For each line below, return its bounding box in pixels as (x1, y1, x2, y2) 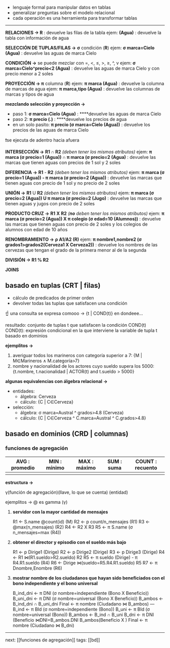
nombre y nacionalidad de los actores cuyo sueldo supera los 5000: (12, 363, 154, 369)
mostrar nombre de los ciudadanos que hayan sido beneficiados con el (12, 575, 165, 581)
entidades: (12, 388, 35, 394)
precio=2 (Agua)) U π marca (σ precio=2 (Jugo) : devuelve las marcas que (5, 195, 162, 201)
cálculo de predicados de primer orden (12, 294, 94, 300)
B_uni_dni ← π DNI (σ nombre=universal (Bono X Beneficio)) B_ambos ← (12, 595, 163, 601)
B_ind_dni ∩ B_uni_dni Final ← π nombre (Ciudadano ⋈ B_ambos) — (12, 600, 155, 607)
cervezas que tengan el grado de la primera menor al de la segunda (5, 247, 147, 253)
